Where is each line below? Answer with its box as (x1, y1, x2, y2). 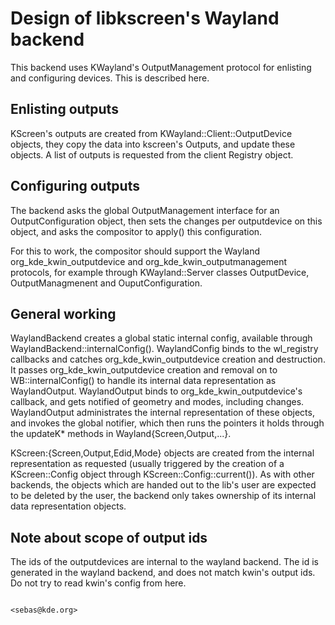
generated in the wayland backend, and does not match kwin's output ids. (10, 567, 316, 579)
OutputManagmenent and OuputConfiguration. (10, 277, 203, 289)
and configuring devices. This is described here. (10, 72, 210, 84)
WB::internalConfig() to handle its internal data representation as (10, 375, 277, 387)
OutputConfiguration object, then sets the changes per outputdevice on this (10, 215, 323, 227)
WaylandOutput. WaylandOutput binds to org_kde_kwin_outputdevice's (10, 385, 303, 397)
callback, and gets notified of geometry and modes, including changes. (10, 396, 305, 408)
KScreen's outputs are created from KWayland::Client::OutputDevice (10, 127, 293, 139)
